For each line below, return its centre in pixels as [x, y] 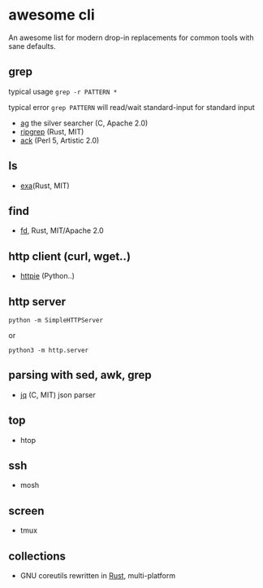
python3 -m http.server [49, 350]
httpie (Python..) [47, 276]
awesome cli [52, 15]
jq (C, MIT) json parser [58, 395]
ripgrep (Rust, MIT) [52, 131]
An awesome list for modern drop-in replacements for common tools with [131, 37]
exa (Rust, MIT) [45, 186]
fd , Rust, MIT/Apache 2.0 [62, 230]
